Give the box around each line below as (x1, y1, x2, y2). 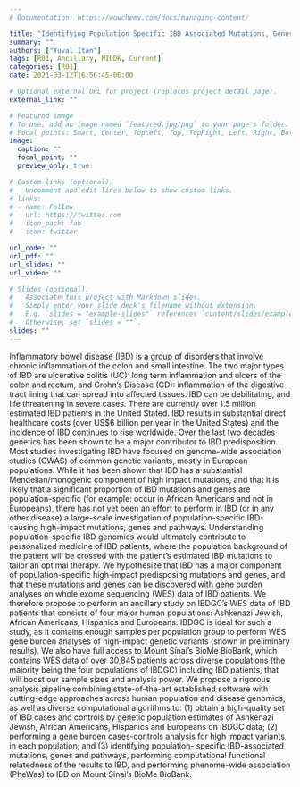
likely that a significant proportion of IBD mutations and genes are (9, 484, 251, 495)
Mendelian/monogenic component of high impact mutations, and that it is (9, 474, 279, 485)
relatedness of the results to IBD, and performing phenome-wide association (9, 759, 291, 770)
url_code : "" (9, 243, 58, 252)
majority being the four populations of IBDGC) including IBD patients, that (9, 664, 279, 675)
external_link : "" (9, 95, 78, 104)
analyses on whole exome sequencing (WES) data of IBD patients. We (9, 588, 267, 599)
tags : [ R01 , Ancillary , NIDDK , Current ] (9, 55, 162, 63)
